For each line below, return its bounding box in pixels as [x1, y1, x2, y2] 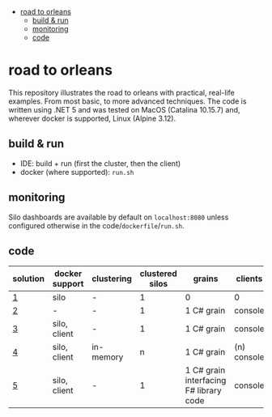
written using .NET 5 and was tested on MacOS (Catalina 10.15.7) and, [8, 104, 240, 114]
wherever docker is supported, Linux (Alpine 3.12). [8, 113, 176, 123]
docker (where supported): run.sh [19, 167, 134, 177]
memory [91, 351, 124, 363]
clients [236, 273, 263, 284]
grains [193, 273, 219, 284]
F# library [185, 385, 222, 396]
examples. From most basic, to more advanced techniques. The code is [8, 96, 247, 106]
